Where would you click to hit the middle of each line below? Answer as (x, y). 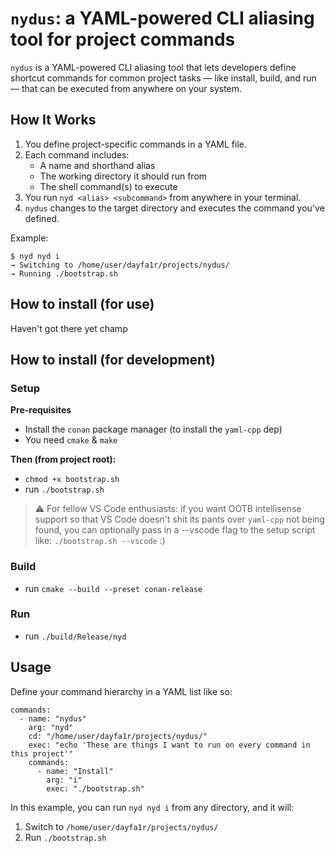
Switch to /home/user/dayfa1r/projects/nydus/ (121, 826)
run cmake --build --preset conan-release (113, 588)
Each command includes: (77, 154)
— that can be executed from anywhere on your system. (126, 88)
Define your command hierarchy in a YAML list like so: (121, 691)
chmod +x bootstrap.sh (72, 480)
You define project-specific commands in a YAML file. (135, 144)
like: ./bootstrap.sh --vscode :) (100, 541)
